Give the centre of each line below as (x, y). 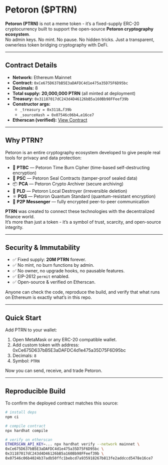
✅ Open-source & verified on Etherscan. (54, 282)
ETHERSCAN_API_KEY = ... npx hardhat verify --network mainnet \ (72, 444)
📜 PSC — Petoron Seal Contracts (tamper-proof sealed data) (75, 178)
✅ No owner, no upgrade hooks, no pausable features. (68, 271)
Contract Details (31, 65)
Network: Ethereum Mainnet (42, 77)
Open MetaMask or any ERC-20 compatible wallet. (64, 340)
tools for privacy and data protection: (43, 158)
